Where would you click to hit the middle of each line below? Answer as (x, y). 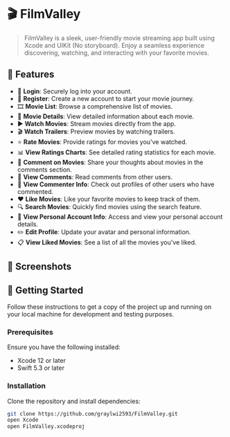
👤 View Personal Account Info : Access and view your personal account (120, 217)
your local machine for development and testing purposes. (91, 314)
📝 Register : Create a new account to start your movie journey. (106, 98)
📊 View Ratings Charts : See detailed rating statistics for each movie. (116, 152)
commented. (35, 191)
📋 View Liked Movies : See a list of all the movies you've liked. (107, 242)
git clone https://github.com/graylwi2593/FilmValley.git (92, 413)
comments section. (45, 169)
